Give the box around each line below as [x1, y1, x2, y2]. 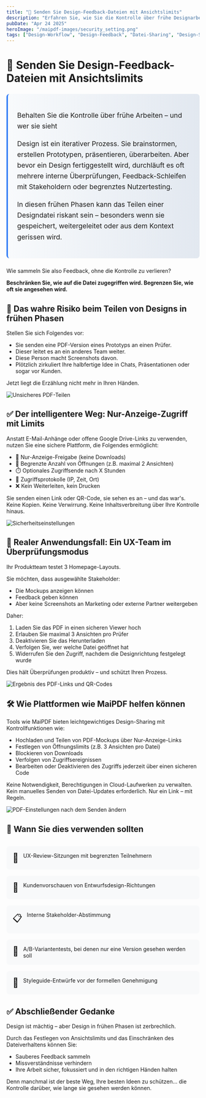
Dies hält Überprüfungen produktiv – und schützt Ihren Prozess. [6, 668, 167, 676]
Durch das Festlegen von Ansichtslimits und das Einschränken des [6, 1035, 174, 1042]
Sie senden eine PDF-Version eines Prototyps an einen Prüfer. [15, 342, 172, 349]
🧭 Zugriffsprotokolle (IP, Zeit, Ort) [15, 476, 99, 483]
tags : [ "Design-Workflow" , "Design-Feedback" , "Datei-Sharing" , [6, 32, 174, 38]
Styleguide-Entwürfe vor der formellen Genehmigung [23, 976, 158, 984]
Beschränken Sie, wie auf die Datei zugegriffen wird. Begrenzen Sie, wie [6, 279, 194, 286]
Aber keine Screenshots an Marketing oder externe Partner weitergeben [15, 600, 198, 607]
